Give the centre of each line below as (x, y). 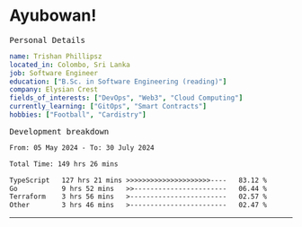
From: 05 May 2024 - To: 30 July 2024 (82, 148)
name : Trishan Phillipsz (56, 56)
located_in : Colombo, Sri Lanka (70, 65)
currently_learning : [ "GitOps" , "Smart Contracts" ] (108, 107)
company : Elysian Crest (54, 90)
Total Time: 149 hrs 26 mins (64, 164)
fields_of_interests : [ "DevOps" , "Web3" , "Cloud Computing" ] (126, 98)
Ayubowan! (53, 16)
